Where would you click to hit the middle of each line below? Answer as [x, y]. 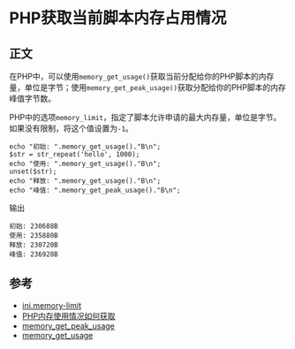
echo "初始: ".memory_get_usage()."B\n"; [85, 147]
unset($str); [33, 171]
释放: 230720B [34, 245]
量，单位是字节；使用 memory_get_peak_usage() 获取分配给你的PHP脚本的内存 [147, 87]
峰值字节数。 [32, 99]
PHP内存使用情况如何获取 [69, 315]
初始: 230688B [34, 226]
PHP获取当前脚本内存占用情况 [118, 18]
